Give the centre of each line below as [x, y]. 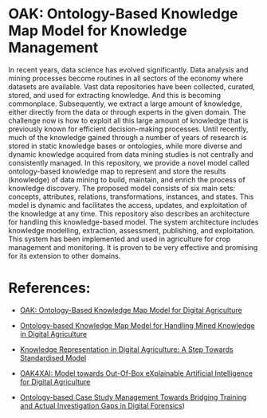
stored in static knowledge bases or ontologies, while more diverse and [126, 146]
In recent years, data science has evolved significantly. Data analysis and [128, 69]
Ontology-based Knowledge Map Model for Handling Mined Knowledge [137, 325]
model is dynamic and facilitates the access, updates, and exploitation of [128, 205]
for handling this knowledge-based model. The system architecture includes [133, 222]
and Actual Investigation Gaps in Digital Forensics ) [102, 405]
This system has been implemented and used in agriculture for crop [120, 239]
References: [49, 288]
